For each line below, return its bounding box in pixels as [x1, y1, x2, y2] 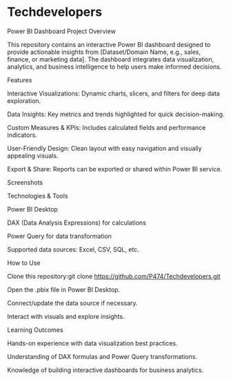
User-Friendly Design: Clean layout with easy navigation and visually [7, 144, 202, 152]
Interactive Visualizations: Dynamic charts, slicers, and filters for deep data [7, 89, 221, 97]
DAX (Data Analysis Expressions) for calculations [7, 219, 146, 227]
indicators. [7, 131, 38, 139]
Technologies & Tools [7, 192, 68, 200]
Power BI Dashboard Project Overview [7, 27, 116, 35]
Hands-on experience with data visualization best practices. [7, 339, 178, 347]
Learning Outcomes [7, 326, 63, 334]
